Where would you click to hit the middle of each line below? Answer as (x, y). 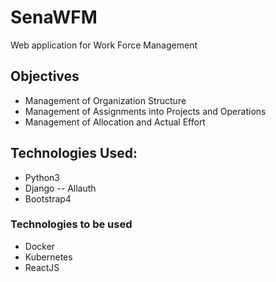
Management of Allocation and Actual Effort (115, 122)
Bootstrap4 (48, 198)
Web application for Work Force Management (104, 45)
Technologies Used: (74, 153)
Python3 (42, 177)
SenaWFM (54, 17)
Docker (40, 246)
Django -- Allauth (60, 188)
